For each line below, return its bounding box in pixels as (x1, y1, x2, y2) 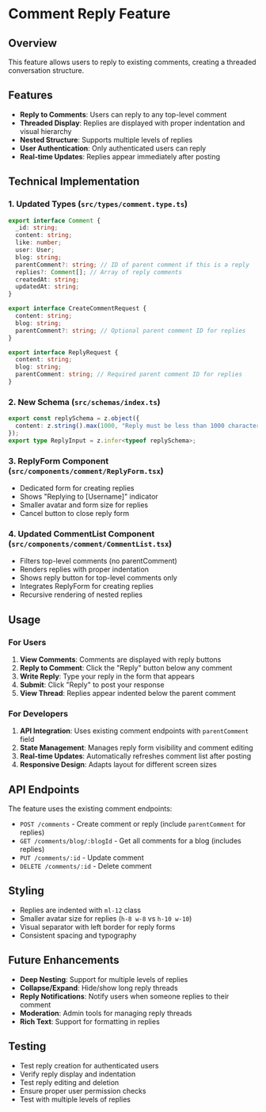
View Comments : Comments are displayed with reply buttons (19, 655, 222, 664)
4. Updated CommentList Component (8, 528, 155, 539)
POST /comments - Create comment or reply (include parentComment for (19, 820, 246, 829)
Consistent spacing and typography (19, 930, 137, 940)
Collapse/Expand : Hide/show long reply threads (19, 983, 178, 992)
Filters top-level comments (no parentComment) (19, 556, 178, 566)
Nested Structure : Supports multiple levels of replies (19, 135, 193, 144)
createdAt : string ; (15, 275, 80, 284)
